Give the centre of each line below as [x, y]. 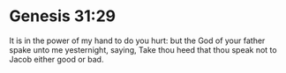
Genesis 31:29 [63, 16]
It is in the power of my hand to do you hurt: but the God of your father [137, 40]
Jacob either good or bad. [56, 59]
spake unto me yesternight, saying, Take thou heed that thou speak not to [143, 49]
